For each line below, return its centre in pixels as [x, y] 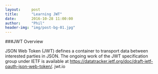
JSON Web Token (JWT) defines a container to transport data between [77, 51]
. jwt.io [59, 67]
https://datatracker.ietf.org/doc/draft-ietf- [111, 61]
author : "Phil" [25, 23]
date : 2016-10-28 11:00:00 [39, 18]
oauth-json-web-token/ [29, 67]
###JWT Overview [24, 41]
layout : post [23, 9]
